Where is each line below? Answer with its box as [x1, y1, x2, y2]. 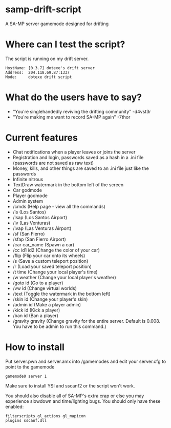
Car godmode [12, 187, 42, 193]
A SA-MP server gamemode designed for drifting [5, 21, 109, 27]
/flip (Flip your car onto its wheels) [12, 252, 85, 259]
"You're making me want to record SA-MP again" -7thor [12, 114, 131, 120]
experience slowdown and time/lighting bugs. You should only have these [5, 398, 161, 404]
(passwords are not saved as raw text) [12, 160, 94, 166]
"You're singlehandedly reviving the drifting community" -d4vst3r [12, 108, 151, 114]
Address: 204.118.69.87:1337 [5, 70, 70, 75]
